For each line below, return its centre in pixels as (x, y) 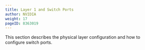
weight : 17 (16, 19)
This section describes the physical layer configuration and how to (73, 37)
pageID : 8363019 (22, 23)
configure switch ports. (29, 43)
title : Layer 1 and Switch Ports (39, 10)
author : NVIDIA (21, 14)
